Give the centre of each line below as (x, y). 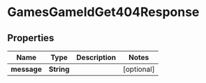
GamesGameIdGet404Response (103, 12)
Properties (31, 38)
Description (96, 58)
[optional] (139, 69)
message (26, 69)
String (59, 69)
